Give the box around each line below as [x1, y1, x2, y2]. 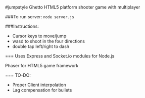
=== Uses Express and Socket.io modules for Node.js [5, 53, 115, 59]
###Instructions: [5, 23, 39, 29]
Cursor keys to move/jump [12, 33, 67, 39]
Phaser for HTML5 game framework [5, 63, 79, 68]
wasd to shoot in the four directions [12, 38, 85, 44]
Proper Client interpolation [12, 82, 66, 88]
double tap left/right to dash [12, 44, 70, 49]
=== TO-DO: [5, 72, 31, 78]
